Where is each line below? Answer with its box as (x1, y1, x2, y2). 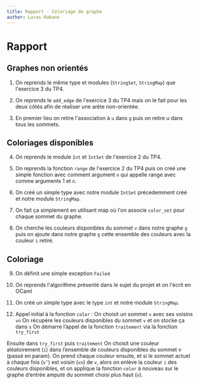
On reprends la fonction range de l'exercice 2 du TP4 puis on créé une (15, 165, 187, 172)
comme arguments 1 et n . (15, 178, 77, 185)
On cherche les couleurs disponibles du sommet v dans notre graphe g (15, 224, 188, 231)
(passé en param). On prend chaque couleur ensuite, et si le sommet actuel (6, 353, 191, 360)
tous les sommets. (15, 121, 60, 128)
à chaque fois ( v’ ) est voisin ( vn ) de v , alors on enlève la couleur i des (6, 359, 177, 366)
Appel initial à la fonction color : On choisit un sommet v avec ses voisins (15, 311, 193, 318)
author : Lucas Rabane (6, 14, 60, 20)
